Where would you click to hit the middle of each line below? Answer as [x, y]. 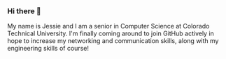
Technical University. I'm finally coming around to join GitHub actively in [111, 33]
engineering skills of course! [48, 49]
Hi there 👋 [24, 11]
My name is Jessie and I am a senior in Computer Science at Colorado [108, 26]
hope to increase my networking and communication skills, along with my [113, 41]
